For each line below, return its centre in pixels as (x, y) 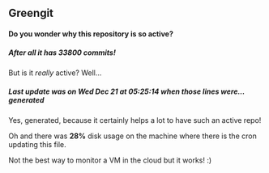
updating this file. (37, 144)
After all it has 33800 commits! (62, 53)
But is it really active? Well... (55, 73)
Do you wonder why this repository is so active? (91, 34)
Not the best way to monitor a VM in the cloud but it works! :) (110, 160)
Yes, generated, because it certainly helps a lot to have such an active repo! (135, 120)
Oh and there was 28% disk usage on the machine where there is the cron (132, 136)
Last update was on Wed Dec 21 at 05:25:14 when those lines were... (127, 91)
